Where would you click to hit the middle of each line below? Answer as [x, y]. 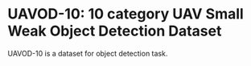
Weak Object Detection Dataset [115, 31]
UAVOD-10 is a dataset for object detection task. [88, 53]
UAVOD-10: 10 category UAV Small [126, 14]
